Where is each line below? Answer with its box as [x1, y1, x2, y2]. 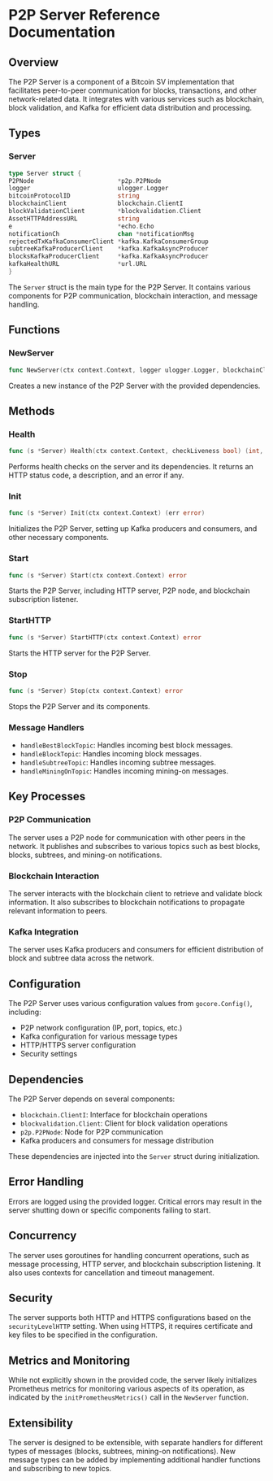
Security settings [19, 1049, 78, 1059]
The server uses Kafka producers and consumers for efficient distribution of [8, 945, 264, 955]
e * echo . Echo [8, 222, 154, 230]
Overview [8, 55, 59, 69]
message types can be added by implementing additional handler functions [8, 1455, 262, 1465]
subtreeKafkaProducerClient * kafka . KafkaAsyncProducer [8, 245, 209, 253]
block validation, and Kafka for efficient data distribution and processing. [8, 103, 253, 112]
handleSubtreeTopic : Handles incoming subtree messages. [19, 758, 217, 768]
